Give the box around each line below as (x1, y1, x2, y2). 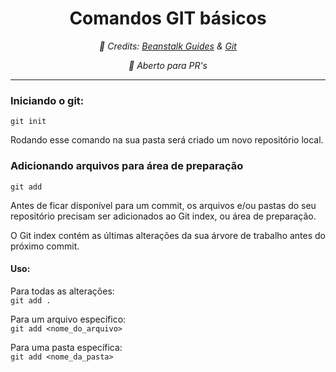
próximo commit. (10, 240, 80, 252)
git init (10, 117, 47, 127)
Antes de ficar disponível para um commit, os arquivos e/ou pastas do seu (10, 199, 317, 211)
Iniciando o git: (10, 93, 85, 107)
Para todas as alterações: (10, 285, 115, 297)
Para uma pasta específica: (10, 341, 123, 353)
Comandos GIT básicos (69, 7, 267, 30)
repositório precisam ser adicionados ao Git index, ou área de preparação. (10, 210, 317, 222)
